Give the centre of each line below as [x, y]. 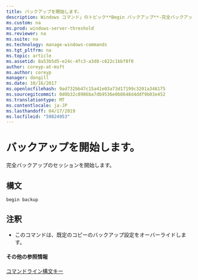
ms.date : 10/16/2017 [32, 84]
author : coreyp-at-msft [36, 67]
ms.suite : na [22, 39]
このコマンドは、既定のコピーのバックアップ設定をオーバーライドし [98, 234]
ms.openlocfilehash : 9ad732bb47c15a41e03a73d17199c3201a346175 [86, 89]
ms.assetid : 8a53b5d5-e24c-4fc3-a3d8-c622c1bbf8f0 [70, 61]
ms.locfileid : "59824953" [38, 116]
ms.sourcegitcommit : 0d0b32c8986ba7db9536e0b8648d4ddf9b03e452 [86, 94]
